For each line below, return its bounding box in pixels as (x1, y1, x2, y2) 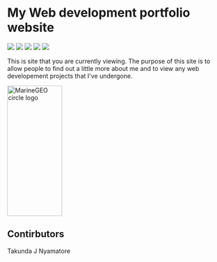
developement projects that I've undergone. (7, 72, 133, 80)
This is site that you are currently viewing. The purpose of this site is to (7, 57, 211, 65)
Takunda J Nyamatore (7, 247, 71, 255)
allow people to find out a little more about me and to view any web (7, 64, 200, 72)
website (7, 19, 54, 35)
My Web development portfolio (7, 5, 191, 21)
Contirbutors (7, 228, 65, 240)
